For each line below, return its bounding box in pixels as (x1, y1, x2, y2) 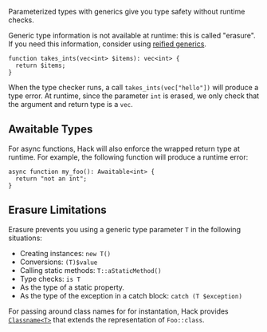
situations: (8, 233, 42, 243)
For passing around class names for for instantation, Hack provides (8, 306, 229, 316)
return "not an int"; (15, 175, 88, 183)
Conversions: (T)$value (19, 257, 98, 267)
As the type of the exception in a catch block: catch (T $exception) (19, 290, 243, 300)
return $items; (15, 61, 66, 69)
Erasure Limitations (8, 204, 108, 217)
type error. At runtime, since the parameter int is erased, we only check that (8, 91, 260, 101)
